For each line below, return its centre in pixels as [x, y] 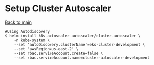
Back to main [19, 22]
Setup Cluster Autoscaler [58, 9]
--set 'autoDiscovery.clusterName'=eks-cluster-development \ [79, 44]
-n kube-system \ [32, 40]
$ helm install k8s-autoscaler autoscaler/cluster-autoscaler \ [73, 36]
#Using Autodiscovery [27, 31]
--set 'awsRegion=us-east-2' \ [46, 49]
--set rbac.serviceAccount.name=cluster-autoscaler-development [82, 58]
